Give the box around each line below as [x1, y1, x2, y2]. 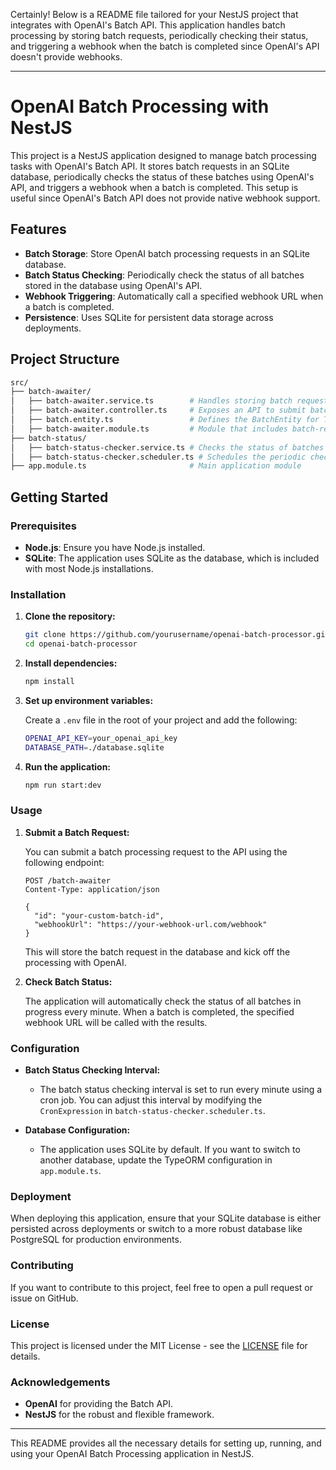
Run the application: [24, 760, 112, 773]
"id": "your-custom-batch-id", [34, 910, 165, 921]
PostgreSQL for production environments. [10, 1234, 182, 1246]
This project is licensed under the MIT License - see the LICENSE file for [10, 1340, 308, 1352]
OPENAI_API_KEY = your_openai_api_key [24, 733, 178, 743]
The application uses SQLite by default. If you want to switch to [39, 1144, 301, 1156]
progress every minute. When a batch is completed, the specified [24, 1005, 295, 1018]
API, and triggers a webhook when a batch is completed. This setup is [10, 181, 299, 193]
